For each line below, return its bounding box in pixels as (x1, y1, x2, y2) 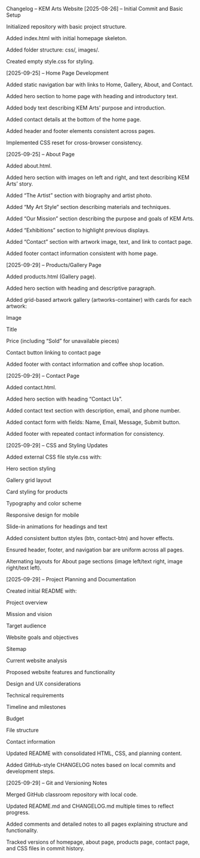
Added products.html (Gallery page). (6, 273, 97, 280)
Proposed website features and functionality (6, 669, 115, 675)
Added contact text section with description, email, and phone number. (6, 407, 181, 414)
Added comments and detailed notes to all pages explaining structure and (6, 820, 188, 827)
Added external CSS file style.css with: (6, 453, 102, 460)
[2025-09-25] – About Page (6, 151, 75, 157)
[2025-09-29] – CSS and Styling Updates (6, 442, 108, 448)
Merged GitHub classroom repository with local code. (6, 791, 138, 798)
